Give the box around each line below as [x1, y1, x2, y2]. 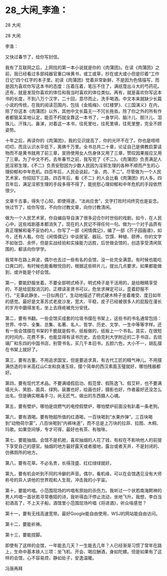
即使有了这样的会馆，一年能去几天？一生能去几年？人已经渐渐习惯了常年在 [5, 542, 158, 548]
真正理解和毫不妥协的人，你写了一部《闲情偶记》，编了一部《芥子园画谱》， [5, 227, 158, 233]
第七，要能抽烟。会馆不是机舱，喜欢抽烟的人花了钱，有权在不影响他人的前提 [5, 437, 162, 443]
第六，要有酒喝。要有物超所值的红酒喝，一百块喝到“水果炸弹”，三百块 [5, 414, 149, 420]
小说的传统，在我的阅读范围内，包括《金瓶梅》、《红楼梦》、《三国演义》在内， [5, 102, 162, 108]
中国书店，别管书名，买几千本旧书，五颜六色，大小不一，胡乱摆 [31, 340, 162, 346]
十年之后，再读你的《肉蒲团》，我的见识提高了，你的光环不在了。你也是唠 [5, 137, 156, 143]
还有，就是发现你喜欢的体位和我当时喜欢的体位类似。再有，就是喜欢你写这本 [5, 89, 162, 95]
